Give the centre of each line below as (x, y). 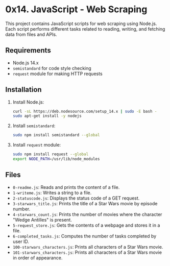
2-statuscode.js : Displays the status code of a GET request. (76, 198)
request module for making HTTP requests (58, 74)
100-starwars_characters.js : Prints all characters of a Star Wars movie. (88, 247)
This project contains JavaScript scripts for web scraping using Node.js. (81, 23)
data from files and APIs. (31, 34)
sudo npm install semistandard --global (56, 135)
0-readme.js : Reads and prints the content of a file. (66, 187)
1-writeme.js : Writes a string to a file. (52, 192)
